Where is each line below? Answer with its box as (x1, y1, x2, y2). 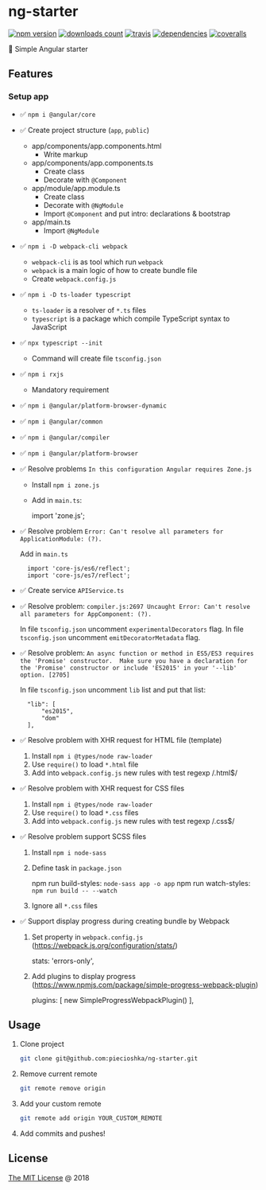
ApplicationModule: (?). (19, 535, 102, 543)
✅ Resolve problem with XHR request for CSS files (19, 783, 185, 793)
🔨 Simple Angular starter (8, 44, 89, 53)
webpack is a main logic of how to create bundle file (31, 265, 198, 275)
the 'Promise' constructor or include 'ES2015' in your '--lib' (19, 664, 237, 672)
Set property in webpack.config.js (31, 932, 144, 942)
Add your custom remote (19, 1099, 102, 1109)
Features (8, 67, 53, 81)
